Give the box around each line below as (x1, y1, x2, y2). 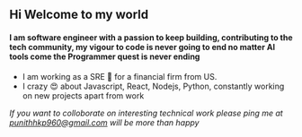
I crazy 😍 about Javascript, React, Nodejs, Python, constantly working (22, 81, 285, 91)
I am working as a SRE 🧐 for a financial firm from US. (22, 71, 218, 81)
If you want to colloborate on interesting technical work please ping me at (9, 107, 283, 118)
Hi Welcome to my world (9, 7, 149, 22)
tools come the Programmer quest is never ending (9, 51, 200, 62)
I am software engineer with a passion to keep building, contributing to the (9, 31, 294, 43)
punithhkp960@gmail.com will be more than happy (9, 116, 200, 128)
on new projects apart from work (22, 90, 145, 101)
